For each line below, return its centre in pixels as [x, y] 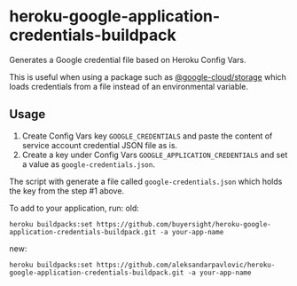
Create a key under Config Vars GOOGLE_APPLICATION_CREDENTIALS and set [155, 155]
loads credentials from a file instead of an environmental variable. [129, 86]
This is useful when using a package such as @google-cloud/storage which [148, 76]
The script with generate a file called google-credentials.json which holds [146, 181]
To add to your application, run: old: [74, 208]
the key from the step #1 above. [67, 191]
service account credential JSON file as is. [100, 145]
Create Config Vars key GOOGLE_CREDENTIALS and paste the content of [147, 136]
